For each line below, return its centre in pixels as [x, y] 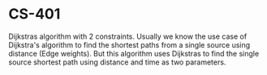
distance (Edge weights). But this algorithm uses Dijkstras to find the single [134, 53]
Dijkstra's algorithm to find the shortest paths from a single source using [129, 44]
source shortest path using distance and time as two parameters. [117, 62]
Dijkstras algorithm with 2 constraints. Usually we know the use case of [128, 36]
